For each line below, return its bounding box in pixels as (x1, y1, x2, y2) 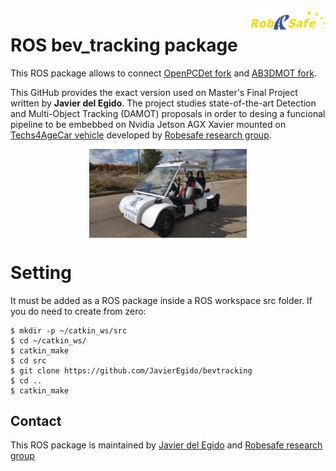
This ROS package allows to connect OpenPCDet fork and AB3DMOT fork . (10, 67, 317, 79)
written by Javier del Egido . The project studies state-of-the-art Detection (10, 97, 317, 109)
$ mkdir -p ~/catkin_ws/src (10, 325, 128, 336)
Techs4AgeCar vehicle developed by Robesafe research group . (10, 129, 272, 141)
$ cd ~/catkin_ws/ (10, 335, 87, 346)
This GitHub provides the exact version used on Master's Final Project (10, 86, 298, 98)
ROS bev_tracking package (10, 34, 238, 57)
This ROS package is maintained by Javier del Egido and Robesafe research (10, 439, 323, 451)
